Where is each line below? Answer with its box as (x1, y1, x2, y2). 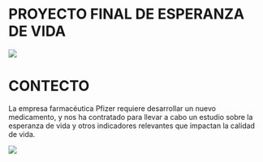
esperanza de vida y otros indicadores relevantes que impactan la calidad (8, 121, 256, 130)
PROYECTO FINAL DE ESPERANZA (8, 5, 245, 23)
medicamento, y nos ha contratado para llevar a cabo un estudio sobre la (8, 112, 253, 122)
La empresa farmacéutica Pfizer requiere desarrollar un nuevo (8, 103, 217, 113)
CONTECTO (8, 77, 90, 96)
